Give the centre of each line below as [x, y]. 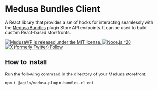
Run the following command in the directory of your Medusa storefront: [76, 74]
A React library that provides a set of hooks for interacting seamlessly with [79, 22]
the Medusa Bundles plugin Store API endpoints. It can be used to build [76, 27]
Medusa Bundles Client [53, 9]
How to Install [26, 62]
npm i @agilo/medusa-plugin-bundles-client [50, 83]
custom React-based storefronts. [38, 32]
